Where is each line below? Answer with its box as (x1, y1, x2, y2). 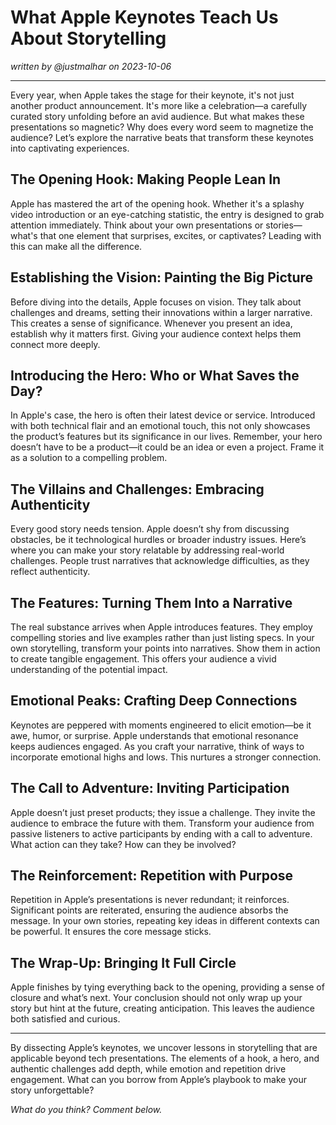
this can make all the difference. (10, 240, 143, 252)
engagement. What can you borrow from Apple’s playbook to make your (10, 1074, 307, 1086)
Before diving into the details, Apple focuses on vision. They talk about (10, 296, 302, 308)
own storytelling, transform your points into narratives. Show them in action (10, 642, 321, 654)
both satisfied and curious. (10, 1013, 121, 1025)
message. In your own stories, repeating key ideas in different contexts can (10, 915, 320, 927)
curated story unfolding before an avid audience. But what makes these (10, 110, 305, 122)
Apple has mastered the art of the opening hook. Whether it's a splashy (10, 197, 305, 210)
